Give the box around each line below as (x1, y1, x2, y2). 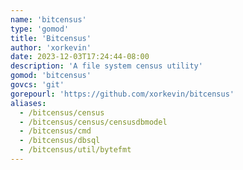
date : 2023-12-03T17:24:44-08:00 (10, 52, 150, 62)
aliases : (10, 98, 47, 108)
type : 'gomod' (10, 24, 70, 34)
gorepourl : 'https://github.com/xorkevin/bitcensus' (10, 89, 235, 99)
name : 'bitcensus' (10, 14, 87, 25)
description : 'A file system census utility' (10, 61, 203, 71)
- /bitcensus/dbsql (19, 136, 101, 146)
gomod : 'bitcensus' (10, 71, 92, 81)
